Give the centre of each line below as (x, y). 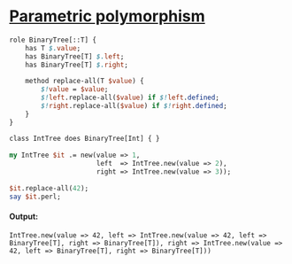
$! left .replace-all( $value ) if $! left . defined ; (130, 98)
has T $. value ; (53, 48)
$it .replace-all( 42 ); (49, 188)
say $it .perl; (35, 197)
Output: (23, 217)
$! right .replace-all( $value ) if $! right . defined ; (134, 105)
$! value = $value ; (75, 89)
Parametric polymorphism (107, 16)
